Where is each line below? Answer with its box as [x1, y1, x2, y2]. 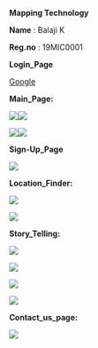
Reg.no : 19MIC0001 [9, 42, 84, 52]
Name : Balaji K [9, 25, 65, 35]
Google [9, 76, 36, 87]
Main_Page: [9, 93, 54, 104]
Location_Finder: [9, 178, 73, 188]
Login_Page [9, 59, 54, 69]
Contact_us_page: [9, 312, 78, 322]
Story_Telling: [9, 228, 61, 239]
